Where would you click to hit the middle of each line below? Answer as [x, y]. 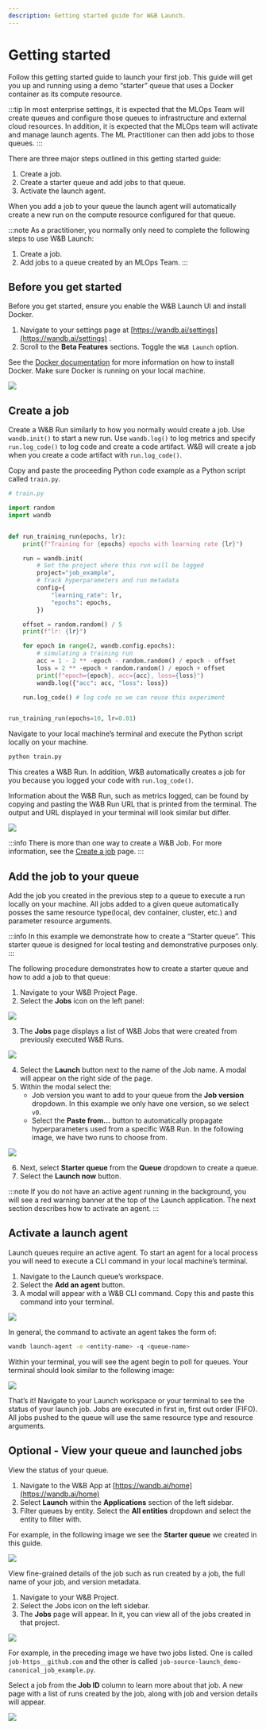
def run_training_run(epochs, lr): [67, 536]
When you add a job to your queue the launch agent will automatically [122, 206]
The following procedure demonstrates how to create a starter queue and [128, 969]
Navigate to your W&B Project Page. [78, 992]
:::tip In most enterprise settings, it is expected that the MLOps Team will [126, 109]
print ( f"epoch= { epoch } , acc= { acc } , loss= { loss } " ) [120, 675]
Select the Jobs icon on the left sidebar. [85, 1605]
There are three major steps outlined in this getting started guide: [115, 158]
